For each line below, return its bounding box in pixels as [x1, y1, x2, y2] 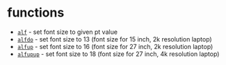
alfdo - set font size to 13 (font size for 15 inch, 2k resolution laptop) [17, 35, 212, 43]
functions [7, 5, 65, 21]
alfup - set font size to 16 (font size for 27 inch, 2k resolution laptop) [17, 42, 213, 50]
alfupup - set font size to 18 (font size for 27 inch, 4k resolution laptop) [17, 50, 220, 58]
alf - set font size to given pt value [17, 28, 118, 36]
